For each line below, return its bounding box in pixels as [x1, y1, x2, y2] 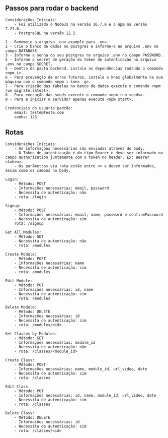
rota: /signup [14, 221, 44, 226]
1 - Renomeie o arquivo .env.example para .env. [5, 39, 109, 44]
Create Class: [5, 357, 35, 362]
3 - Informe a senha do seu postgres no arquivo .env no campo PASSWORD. [5, 52, 163, 57]
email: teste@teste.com [14, 110, 64, 115]
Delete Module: [5, 304, 37, 309]
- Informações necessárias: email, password [14, 185, 109, 191]
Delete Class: [5, 410, 35, 415]
